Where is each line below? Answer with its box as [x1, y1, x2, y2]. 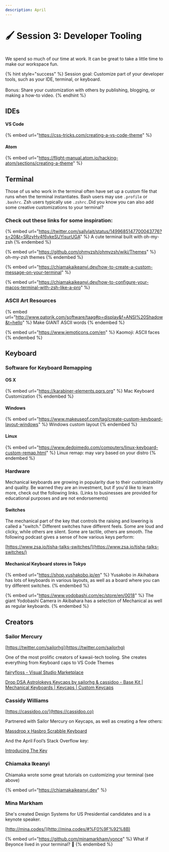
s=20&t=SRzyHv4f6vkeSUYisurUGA [5, 234, 81, 240]
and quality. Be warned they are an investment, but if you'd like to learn [5, 484, 153, 490]
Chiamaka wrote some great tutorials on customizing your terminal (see [5, 772, 154, 778]
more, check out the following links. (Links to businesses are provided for [5, 490, 158, 496]
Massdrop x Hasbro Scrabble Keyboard [5, 728, 87, 734]
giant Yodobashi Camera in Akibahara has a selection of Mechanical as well [5, 598, 162, 604]
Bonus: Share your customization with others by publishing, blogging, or [5, 87, 155, 93]
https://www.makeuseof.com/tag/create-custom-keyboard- [38, 416, 163, 422]
